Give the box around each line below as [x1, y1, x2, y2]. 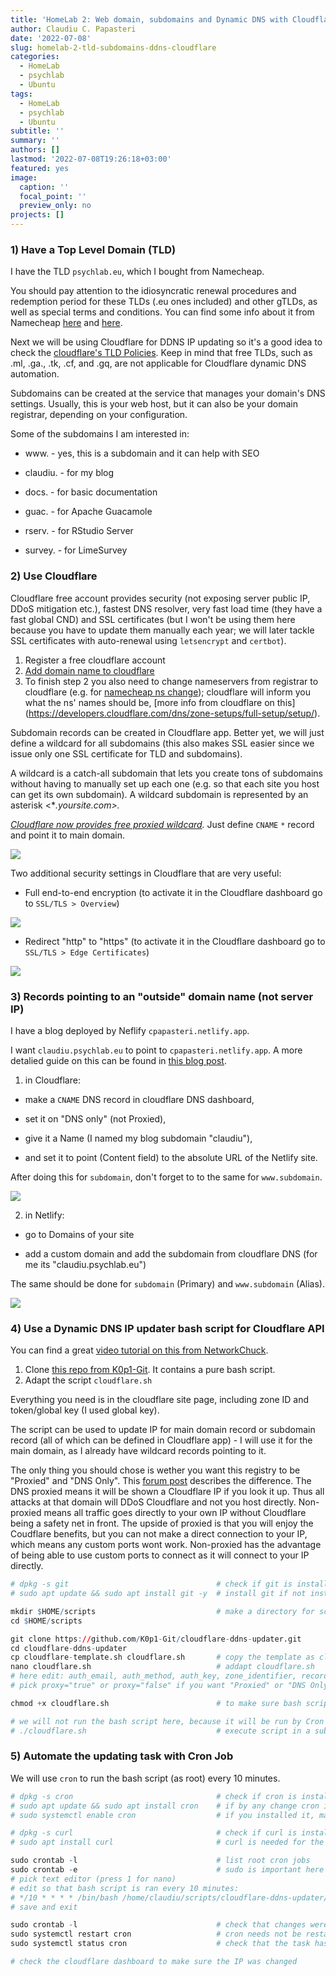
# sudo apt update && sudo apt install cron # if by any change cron [10, 1801, 320, 1811]
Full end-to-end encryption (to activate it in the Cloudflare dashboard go [24, 886, 323, 898]
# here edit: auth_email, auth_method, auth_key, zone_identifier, [10, 1671, 298, 1681]
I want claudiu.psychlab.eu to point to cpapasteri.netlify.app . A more [10, 1044, 303, 1056]
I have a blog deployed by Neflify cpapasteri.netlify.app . [10, 1024, 250, 1036]
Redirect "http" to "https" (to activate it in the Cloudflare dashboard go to [24, 935, 326, 947]
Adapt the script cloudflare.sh [24, 1374, 153, 1386]
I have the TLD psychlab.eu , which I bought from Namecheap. [10, 266, 265, 278]
